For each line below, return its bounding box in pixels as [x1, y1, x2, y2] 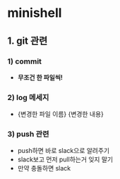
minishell [7, 5, 62, 21]
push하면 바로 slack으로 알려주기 [17, 147, 110, 155]
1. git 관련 [7, 35, 48, 47]
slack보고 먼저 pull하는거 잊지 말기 [17, 155, 114, 163]
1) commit [7, 56, 42, 66]
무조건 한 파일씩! [17, 73, 64, 82]
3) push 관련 [7, 129, 49, 139]
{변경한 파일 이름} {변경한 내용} [17, 110, 104, 118]
